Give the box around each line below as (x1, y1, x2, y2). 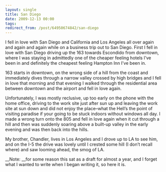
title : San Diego (5, 12, 41, 17)
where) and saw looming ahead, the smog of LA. (5, 147, 105, 153)
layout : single (5, 7, 37, 12)
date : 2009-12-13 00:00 (5, 16, 55, 21)
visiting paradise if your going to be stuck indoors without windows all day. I (5, 111, 161, 117)
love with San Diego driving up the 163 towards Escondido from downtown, (5, 50, 159, 56)
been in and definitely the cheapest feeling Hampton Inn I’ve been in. (5, 60, 147, 66)
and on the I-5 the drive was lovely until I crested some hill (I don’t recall (5, 141, 153, 147)
